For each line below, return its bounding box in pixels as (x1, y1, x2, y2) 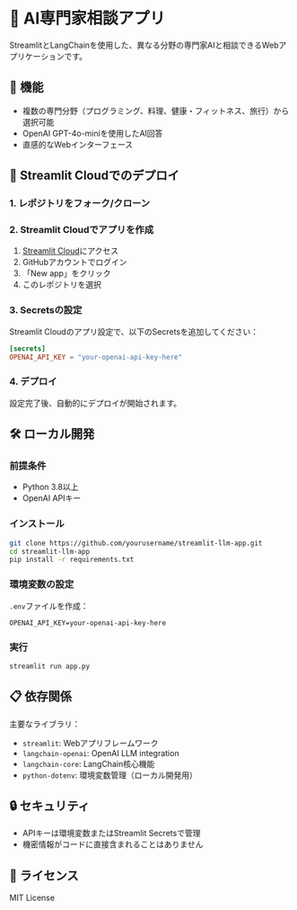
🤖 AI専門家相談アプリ (9, 8, 166, 29)
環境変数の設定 (9, 578, 74, 591)
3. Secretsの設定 (9, 304, 83, 317)
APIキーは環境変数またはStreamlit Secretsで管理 (22, 828, 201, 839)
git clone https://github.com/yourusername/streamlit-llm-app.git (9, 539, 263, 548)
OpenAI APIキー (22, 493, 82, 504)
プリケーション (9, 50, 65, 61)
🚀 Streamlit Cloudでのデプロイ (9, 168, 179, 183)
